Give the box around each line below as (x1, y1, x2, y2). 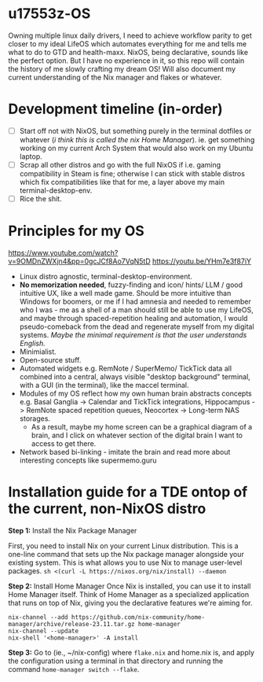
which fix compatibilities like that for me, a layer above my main (19, 178, 225, 186)
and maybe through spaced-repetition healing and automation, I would (19, 314, 248, 323)
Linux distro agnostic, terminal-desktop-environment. (19, 272, 192, 281)
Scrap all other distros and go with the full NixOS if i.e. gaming (19, 160, 221, 169)
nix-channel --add (8, 613, 68, 621)
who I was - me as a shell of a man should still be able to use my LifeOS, (19, 305, 254, 315)
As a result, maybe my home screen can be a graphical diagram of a (31, 422, 253, 431)
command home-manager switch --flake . (8, 664, 140, 673)
